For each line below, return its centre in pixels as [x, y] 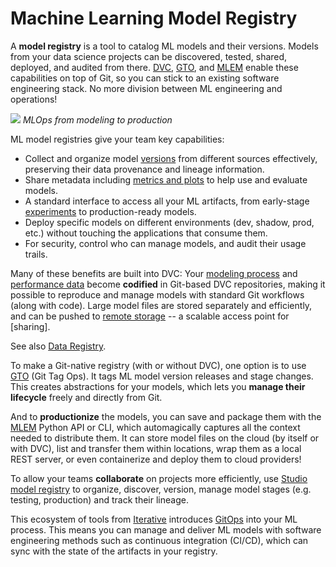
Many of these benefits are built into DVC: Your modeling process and [154, 273]
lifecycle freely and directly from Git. [86, 397]
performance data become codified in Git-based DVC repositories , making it [168, 284]
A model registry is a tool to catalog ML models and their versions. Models [164, 46]
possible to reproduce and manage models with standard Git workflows [157, 294]
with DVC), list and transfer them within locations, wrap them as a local [156, 448]
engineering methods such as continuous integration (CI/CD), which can [159, 540]
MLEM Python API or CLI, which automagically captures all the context [155, 427]
